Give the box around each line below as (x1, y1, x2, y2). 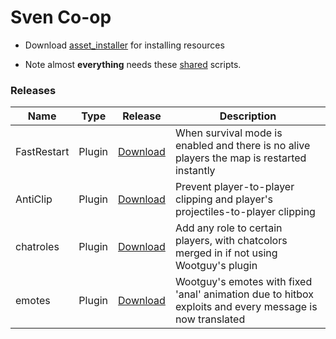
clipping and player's (174, 192, 274, 206)
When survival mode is (174, 126, 283, 140)
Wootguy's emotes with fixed (174, 275, 313, 289)
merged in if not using (174, 246, 278, 260)
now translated (174, 312, 246, 326)
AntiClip (15, 192, 53, 206)
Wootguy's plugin (174, 259, 258, 273)
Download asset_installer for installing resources (24, 39, 225, 51)
